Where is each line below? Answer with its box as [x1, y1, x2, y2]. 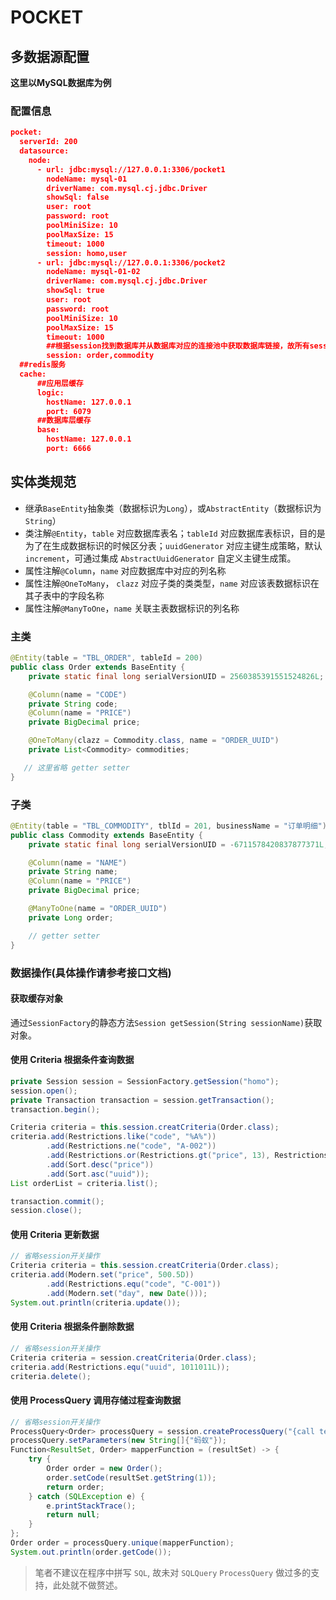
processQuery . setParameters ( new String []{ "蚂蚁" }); [10, 1436, 228, 1446]
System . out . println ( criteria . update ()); [10, 1297, 182, 1308]
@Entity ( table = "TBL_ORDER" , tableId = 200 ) [10, 653, 203, 663]
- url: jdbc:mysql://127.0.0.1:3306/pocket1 [36, 164, 226, 175]
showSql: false [46, 192, 110, 203]
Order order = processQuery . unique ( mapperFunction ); [10, 1538, 235, 1548]
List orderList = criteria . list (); [10, 1178, 159, 1188]
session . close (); [10, 1206, 83, 1216]
